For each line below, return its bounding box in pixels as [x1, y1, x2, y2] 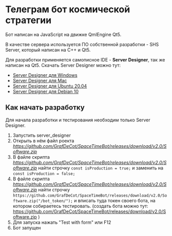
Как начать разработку [5, 103, 85, 112]
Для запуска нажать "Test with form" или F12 [12, 219, 111, 225]
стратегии [5, 14, 52, 26]
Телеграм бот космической [5, 4, 130, 15]
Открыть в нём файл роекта [12, 137, 74, 144]
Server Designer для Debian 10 [12, 88, 79, 94]
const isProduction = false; [12, 171, 75, 176]
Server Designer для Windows [12, 72, 78, 78]
